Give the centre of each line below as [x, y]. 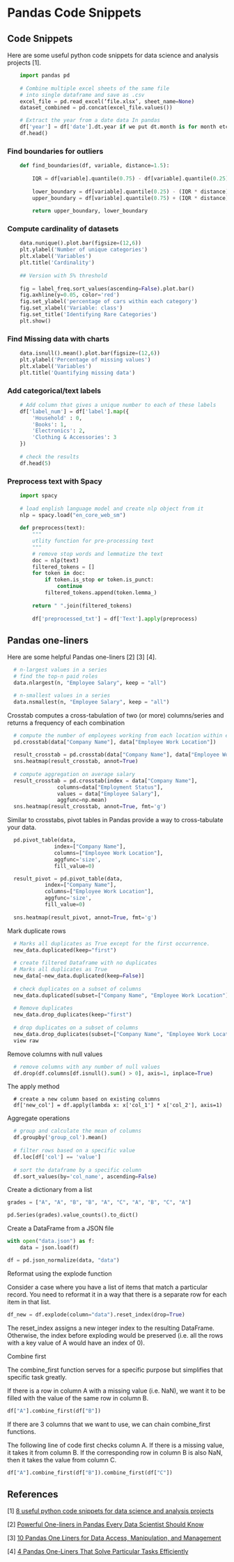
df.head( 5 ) [36, 463]
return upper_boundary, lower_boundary [90, 211]
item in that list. [29, 1301]
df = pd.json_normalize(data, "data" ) [63, 1260]
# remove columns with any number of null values [87, 1067]
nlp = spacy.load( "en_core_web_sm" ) [73, 515]
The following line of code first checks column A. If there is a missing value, [116, 1445]
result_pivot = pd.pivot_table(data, [68, 879]
